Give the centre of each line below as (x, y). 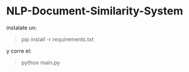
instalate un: (22, 28)
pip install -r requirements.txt (57, 39)
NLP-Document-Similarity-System (95, 11)
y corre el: (19, 51)
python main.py (41, 62)
